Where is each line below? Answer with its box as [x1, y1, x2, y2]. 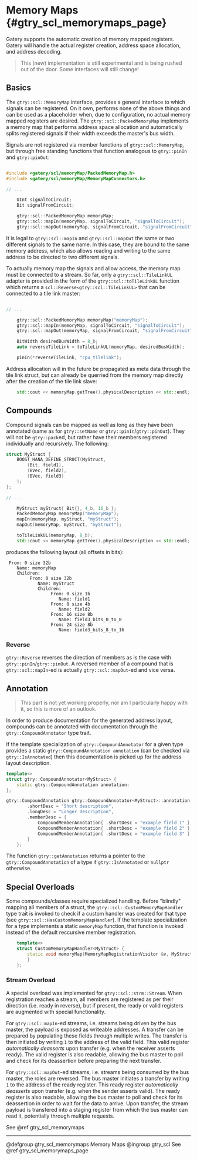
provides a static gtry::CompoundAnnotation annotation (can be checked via [6, 747, 190, 754]
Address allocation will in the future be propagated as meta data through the [6, 365, 191, 372]
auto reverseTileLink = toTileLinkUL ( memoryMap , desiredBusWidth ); [16, 344, 185, 350]
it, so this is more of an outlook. [20, 705, 97, 712]
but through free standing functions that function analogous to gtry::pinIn [6, 147, 188, 154]
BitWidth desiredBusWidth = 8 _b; [16, 339, 98, 344]
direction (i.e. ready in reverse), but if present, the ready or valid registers [6, 1002, 184, 1009]
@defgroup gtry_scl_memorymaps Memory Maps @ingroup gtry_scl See [6, 1141, 181, 1148]
